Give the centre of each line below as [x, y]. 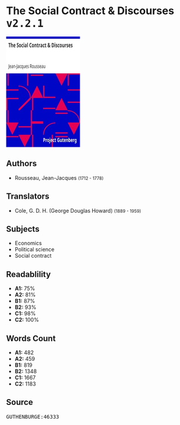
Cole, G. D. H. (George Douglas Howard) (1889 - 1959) [78, 210]
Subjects [23, 229]
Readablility [29, 274]
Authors [22, 164]
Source [20, 402]
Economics [28, 243]
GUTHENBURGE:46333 [33, 416]
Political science [35, 249]
